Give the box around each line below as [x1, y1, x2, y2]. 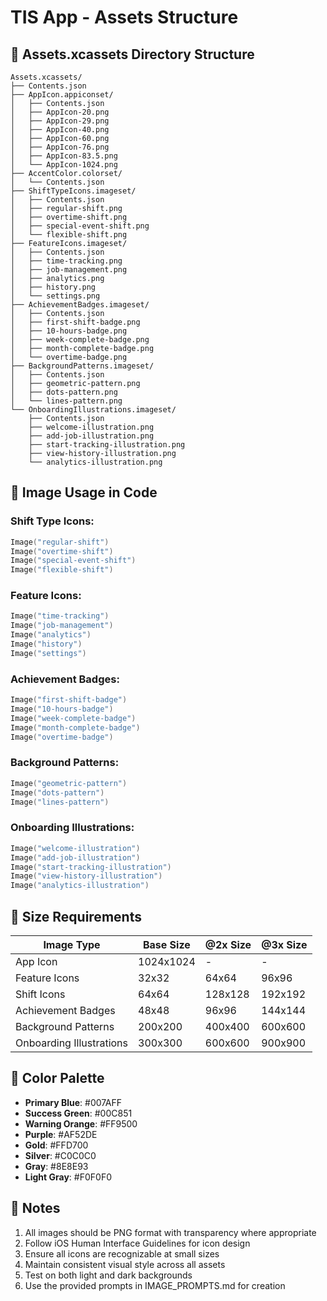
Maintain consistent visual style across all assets [24, 1258, 226, 1270]
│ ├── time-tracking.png [10, 256, 123, 266]
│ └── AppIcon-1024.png [10, 160, 118, 170]
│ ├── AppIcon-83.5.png [10, 151, 118, 161]
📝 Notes [10, 1200, 61, 1217]
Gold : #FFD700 [24, 1139, 89, 1151]
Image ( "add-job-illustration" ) [10, 852, 141, 863]
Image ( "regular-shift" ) [10, 537, 110, 547]
